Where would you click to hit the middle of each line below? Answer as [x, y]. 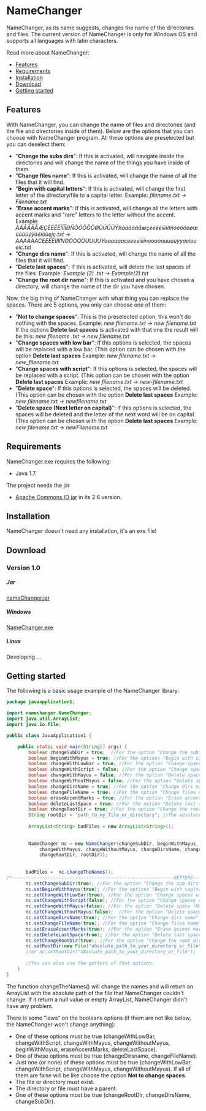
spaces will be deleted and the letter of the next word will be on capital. [105, 414]
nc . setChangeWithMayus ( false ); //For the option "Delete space [108, 906]
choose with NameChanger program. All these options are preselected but [100, 137]
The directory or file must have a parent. [66, 1088]
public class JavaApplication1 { [49, 735]
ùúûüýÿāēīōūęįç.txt [40, 234]
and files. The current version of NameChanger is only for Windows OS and [102, 34]
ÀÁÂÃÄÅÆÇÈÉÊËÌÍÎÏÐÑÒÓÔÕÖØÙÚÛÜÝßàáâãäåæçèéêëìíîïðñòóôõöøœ [106, 227]
